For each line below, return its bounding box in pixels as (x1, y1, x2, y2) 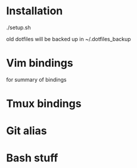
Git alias (6, 124, 47, 138)
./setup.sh (6, 24, 31, 31)
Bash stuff (6, 151, 58, 165)
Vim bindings (6, 57, 73, 70)
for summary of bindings (6, 76, 67, 83)
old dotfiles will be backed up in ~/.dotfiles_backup (6, 35, 131, 42)
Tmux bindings (6, 97, 82, 111)
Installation (6, 4, 63, 18)
